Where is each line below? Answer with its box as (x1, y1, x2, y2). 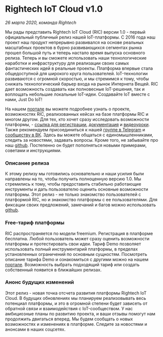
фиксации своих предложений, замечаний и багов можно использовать (5, 202, 156, 208)
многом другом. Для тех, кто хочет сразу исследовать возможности (5, 116, 149, 122)
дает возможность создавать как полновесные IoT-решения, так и (5, 86, 145, 92)
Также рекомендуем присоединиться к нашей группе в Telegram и (5, 126, 145, 132)
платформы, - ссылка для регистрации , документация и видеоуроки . (5, 121, 150, 127)
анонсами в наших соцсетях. (5, 326, 66, 332)
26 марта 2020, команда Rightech (5, 20, 77, 25)
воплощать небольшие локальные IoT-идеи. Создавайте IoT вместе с (5, 91, 150, 97)
